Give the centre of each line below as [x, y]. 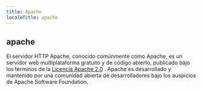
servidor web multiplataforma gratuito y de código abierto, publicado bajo [98, 63]
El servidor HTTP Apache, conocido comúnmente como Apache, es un [94, 56]
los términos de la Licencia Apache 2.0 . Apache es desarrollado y [89, 69]
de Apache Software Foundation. [47, 82]
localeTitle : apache [32, 17]
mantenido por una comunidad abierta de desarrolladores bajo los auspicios [101, 75]
